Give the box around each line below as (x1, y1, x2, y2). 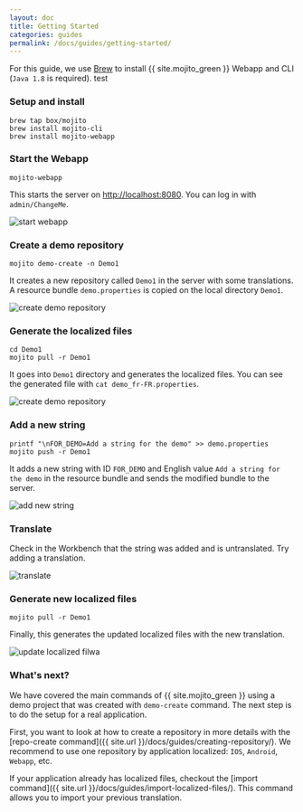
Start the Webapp (9, 153, 89, 165)
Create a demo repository (9, 239, 125, 251)
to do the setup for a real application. (9, 709, 147, 720)
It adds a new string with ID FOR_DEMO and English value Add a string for (9, 463, 280, 474)
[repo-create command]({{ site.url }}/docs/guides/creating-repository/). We (9, 736, 291, 747)
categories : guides (9, 30, 83, 39)
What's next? (9, 669, 70, 682)
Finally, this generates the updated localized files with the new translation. (9, 629, 285, 640)
